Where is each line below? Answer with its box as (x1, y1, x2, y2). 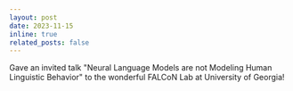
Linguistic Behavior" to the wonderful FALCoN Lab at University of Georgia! (9, 72, 285, 83)
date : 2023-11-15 (9, 21, 74, 30)
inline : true (9, 29, 58, 38)
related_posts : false (9, 37, 90, 47)
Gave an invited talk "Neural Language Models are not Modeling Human (9, 62, 273, 73)
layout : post (9, 12, 58, 22)
